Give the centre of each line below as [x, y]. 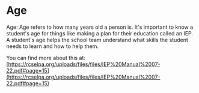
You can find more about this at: [46, 58]
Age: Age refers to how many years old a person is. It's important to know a [100, 27]
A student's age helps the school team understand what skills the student [97, 40]
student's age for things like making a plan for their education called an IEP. [100, 33]
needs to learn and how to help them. [53, 46]
